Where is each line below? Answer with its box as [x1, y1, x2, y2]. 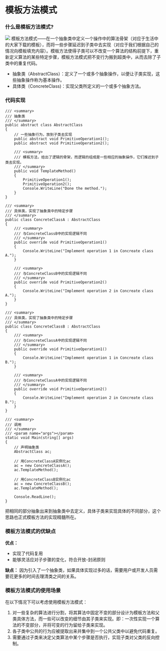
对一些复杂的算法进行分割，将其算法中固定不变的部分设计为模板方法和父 [12, 610, 160, 616]
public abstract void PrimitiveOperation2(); [14, 141, 110, 146]
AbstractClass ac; [14, 449, 52, 454]
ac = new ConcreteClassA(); [14, 463, 72, 468]
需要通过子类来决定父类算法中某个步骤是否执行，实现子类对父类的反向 [12, 635, 156, 641]
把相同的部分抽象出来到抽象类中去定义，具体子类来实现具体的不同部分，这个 [5, 508, 161, 514]
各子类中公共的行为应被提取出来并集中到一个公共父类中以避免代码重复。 [12, 628, 160, 634]
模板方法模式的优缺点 [5, 528, 56, 535]
